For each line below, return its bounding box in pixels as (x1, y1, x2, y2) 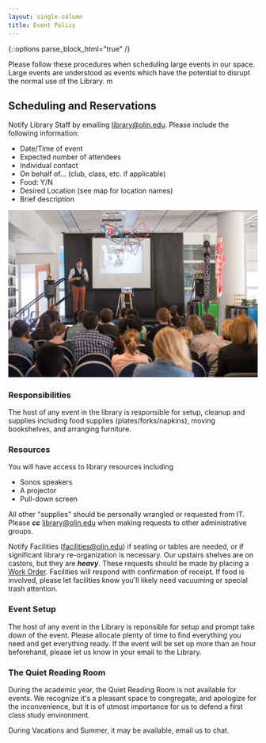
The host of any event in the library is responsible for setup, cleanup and (8, 408, 245, 417)
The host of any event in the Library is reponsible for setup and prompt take (8, 622, 255, 631)
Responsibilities (8, 389, 71, 400)
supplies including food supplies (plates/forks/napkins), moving (8, 416, 216, 426)
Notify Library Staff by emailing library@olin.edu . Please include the (8, 120, 230, 130)
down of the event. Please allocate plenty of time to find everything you (8, 630, 241, 640)
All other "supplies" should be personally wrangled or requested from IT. (8, 510, 245, 519)
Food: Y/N (19, 178, 53, 187)
